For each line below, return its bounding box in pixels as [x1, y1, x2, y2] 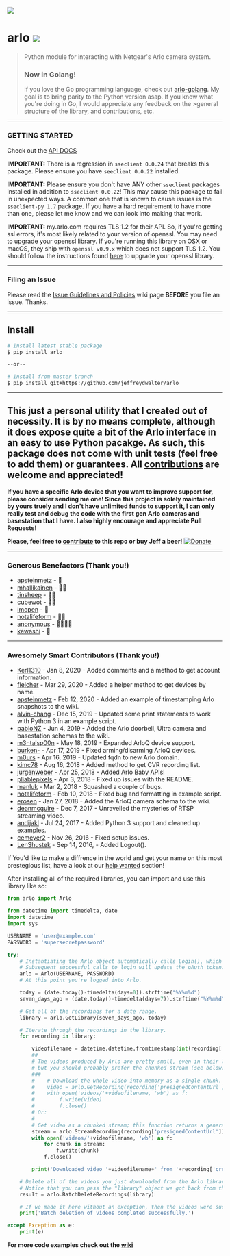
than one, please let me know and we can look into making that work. [7, 209, 203, 217]
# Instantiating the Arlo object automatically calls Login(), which [19, 957, 222, 965]
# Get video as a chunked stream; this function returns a [31, 1122, 204, 1129]
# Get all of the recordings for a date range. [19, 1007, 157, 1015]
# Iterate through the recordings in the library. [19, 1027, 167, 1033]
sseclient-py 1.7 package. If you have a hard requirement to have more [7, 202, 211, 210]
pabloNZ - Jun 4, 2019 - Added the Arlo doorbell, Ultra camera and [16, 725, 207, 733]
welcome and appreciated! [7, 469, 123, 481]
